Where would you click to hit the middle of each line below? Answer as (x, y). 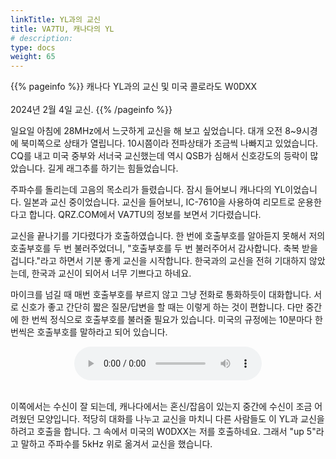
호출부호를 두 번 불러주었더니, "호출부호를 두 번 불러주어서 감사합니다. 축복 (155, 248)
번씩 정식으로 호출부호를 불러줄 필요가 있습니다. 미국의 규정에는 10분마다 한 (177, 320)
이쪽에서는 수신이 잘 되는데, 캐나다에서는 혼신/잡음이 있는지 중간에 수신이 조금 (161, 407)
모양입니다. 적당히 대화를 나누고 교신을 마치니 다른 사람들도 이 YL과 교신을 (180, 419)
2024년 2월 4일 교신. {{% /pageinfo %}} (91, 110)
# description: (42, 38)
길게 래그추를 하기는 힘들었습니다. (113, 168)
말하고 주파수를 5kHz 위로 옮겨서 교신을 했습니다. (116, 444)
